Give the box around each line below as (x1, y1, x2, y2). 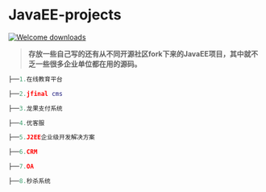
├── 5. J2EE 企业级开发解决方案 (8, 133, 95, 142)
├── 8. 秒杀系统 (8, 177, 51, 186)
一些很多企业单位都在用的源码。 (35, 59, 142, 69)
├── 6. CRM (8, 148, 38, 157)
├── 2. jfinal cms (8, 90, 63, 98)
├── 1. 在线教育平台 (8, 75, 63, 83)
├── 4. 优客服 (8, 119, 45, 127)
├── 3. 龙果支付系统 (8, 104, 63, 112)
